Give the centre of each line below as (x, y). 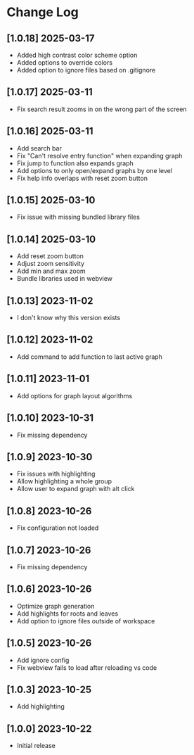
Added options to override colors (65, 63)
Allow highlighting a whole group (64, 481)
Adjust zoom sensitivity (51, 264)
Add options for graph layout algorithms (75, 395)
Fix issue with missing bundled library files (78, 217)
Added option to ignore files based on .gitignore (86, 70)
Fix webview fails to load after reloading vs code (87, 667)
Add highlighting (40, 706)
